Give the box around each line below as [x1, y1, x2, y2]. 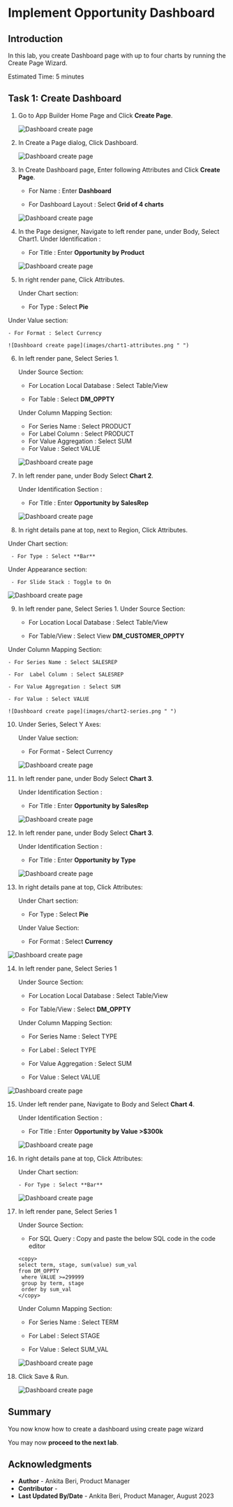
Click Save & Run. [17, 1372, 69, 1380]
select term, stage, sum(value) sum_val [17, 1261, 137, 1268]
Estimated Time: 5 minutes [8, 72, 84, 81]
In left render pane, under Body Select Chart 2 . [17, 471, 154, 480]
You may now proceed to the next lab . [8, 1438, 119, 1447]
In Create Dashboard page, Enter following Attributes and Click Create [17, 165, 220, 174]
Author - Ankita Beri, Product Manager [17, 1477, 130, 1485]
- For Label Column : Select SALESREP [8, 671, 124, 678]
